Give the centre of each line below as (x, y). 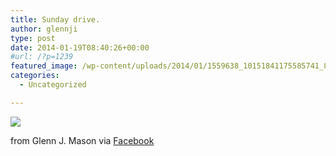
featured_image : (44, 66)
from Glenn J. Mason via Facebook (82, 140)
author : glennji (44, 29)
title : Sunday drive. (55, 19)
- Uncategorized (53, 85)
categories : (35, 76)
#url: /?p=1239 (42, 57)
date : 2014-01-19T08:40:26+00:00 (80, 47)
